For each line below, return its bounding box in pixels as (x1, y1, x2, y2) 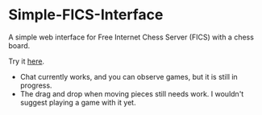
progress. (19, 80, 52, 90)
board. (8, 40, 31, 50)
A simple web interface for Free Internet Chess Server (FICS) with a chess (8, 32, 254, 42)
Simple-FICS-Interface (8, 6, 164, 24)
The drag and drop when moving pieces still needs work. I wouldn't (19, 88, 244, 98)
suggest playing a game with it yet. (19, 97, 136, 107)
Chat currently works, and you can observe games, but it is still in (19, 72, 238, 81)
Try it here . (8, 56, 45, 66)
